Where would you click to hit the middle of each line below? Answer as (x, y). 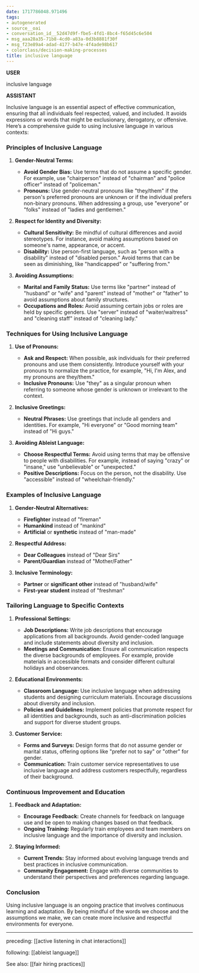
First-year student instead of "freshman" (74, 590)
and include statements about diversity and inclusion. (89, 643)
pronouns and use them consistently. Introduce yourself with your (104, 364)
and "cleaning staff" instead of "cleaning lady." (81, 318)
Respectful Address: (41, 543)
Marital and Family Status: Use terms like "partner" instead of (99, 287)
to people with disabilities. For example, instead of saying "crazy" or (107, 461)
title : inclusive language (39, 56)
